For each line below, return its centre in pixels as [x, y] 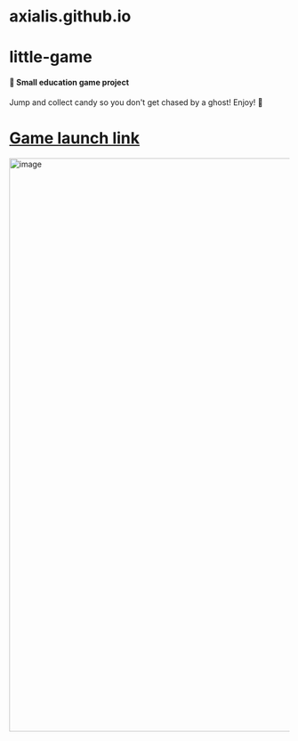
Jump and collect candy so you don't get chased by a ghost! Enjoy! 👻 [136, 102]
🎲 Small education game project [69, 82]
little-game [51, 57]
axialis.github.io [70, 16]
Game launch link [75, 138]
